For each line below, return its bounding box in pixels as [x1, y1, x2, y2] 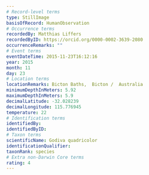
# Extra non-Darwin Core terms [6, 154, 84, 160]
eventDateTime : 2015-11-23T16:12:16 [6, 54, 98, 60]
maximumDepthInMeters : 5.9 [6, 93, 74, 99]
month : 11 [6, 64, 31, 71]
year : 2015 [6, 59, 34, 65]
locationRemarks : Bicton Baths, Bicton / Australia [6, 82, 144, 88]
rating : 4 [6, 160, 31, 166]
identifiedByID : [6, 126, 47, 132]
